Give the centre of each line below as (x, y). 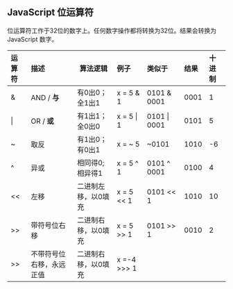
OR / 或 (42, 121)
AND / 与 (45, 97)
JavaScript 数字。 (33, 39)
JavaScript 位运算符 (51, 13)
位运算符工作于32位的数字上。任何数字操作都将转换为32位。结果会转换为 (112, 31)
